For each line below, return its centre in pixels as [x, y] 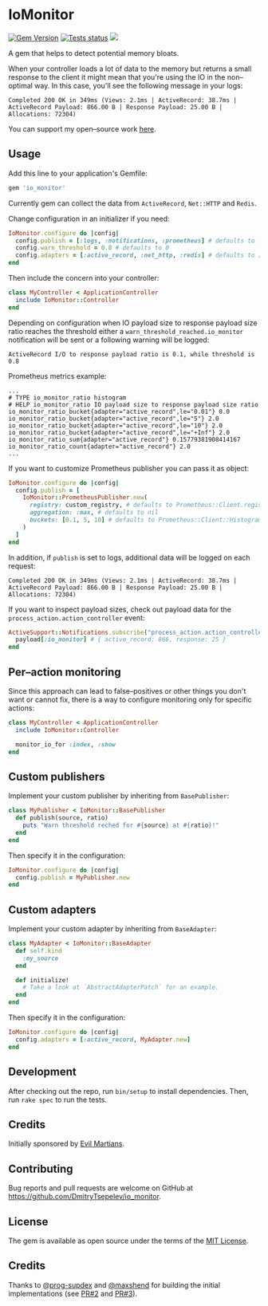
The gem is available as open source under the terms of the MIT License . [128, 1241]
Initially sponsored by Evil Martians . [67, 1144]
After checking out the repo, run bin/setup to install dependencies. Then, [128, 1091]
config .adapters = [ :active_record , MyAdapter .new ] [103, 1039]
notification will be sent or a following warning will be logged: [109, 340]
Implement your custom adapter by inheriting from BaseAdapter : [112, 929]
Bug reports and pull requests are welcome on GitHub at [101, 1188]
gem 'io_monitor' [37, 188]
